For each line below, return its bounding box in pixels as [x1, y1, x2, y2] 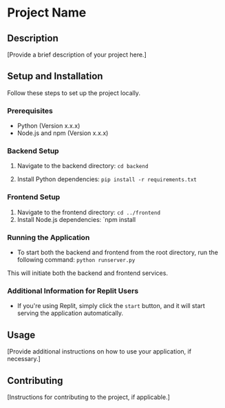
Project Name [7, 5, 87, 21]
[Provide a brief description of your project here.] [7, 50, 147, 59]
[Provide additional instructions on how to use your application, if [7, 347, 191, 356]
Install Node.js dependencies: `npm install [17, 215, 136, 223]
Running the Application [7, 232, 90, 242]
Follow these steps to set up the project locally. [7, 88, 141, 97]
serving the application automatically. [17, 309, 124, 318]
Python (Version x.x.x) [17, 122, 81, 130]
